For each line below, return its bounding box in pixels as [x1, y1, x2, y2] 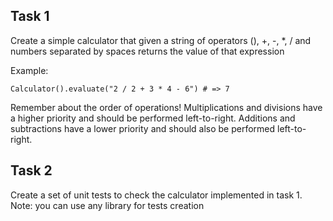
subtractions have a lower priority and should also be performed [10, 122, 276, 134]
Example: [10, 64, 49, 76]
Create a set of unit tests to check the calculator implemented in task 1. [10, 189, 303, 201]
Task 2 [10, 162, 53, 179]
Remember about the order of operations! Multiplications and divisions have [10, 101, 323, 113]
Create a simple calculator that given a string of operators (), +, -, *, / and [10, 34, 312, 46]
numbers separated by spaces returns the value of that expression [10, 45, 285, 57]
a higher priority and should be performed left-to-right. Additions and [10, 112, 296, 124]
